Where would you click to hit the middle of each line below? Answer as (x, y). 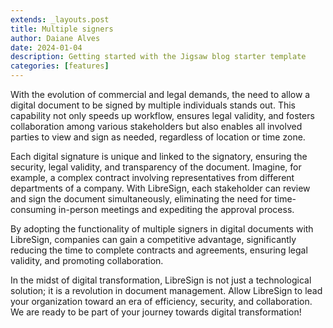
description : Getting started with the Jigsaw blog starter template (158, 57)
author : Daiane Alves (55, 38)
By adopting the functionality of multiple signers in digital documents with (162, 229)
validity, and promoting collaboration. (87, 260)
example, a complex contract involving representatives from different (152, 177)
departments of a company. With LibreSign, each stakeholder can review (160, 188)
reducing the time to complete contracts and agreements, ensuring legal (159, 250)
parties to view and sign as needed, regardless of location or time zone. (158, 137)
